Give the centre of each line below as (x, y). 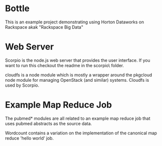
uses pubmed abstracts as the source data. (49, 123)
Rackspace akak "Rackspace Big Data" (44, 27)
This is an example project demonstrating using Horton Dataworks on (75, 22)
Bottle (18, 9)
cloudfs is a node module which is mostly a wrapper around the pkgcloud (79, 75)
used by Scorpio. (22, 85)
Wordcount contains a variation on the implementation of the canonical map (81, 133)
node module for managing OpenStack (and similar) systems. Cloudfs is (77, 80)
